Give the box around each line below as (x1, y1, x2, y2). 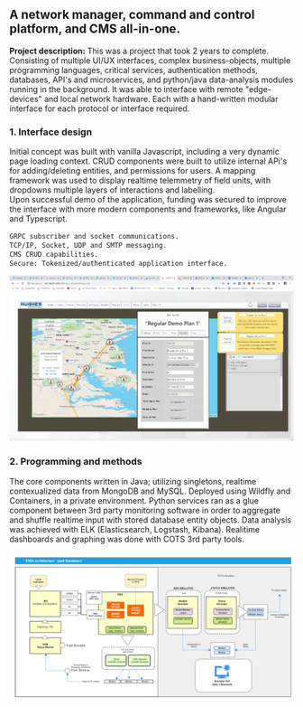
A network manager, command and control (9, 7, 255, 23)
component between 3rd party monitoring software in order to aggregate (9, 504, 281, 515)
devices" (9, 93, 42, 104)
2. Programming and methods (9, 456, 142, 468)
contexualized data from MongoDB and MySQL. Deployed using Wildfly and (9, 485, 291, 496)
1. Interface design (9, 126, 93, 138)
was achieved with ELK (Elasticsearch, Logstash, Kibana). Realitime (9, 523, 260, 534)
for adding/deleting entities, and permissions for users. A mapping (9, 165, 256, 176)
